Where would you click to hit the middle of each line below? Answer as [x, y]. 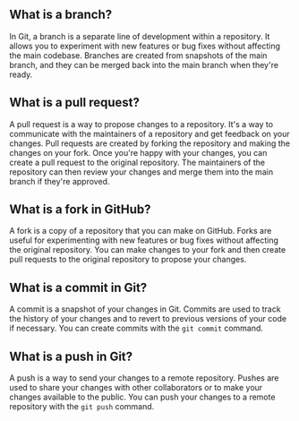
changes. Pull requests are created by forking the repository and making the [150, 143]
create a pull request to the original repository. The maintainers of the [137, 162]
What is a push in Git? [71, 356]
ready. [21, 74]
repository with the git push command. [82, 407]
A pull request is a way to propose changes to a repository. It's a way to [141, 124]
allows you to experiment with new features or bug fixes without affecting [145, 46]
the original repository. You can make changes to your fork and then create [148, 250]
